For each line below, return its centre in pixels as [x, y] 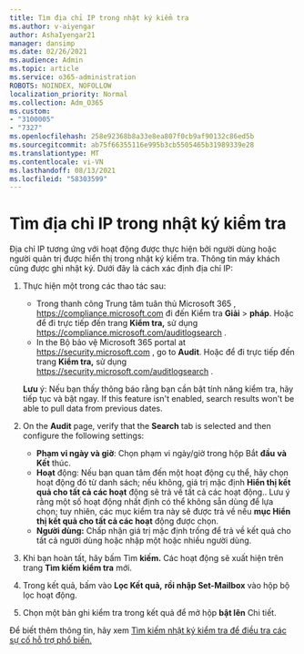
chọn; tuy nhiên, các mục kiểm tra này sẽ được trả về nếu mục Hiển [163, 512]
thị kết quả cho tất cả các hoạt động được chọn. [127, 521]
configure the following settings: [83, 436]
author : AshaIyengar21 [52, 35]
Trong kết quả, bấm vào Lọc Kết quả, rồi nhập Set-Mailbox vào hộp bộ [156, 586]
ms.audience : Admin [46, 60]
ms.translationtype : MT [55, 153]
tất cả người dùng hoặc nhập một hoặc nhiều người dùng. [144, 541]
